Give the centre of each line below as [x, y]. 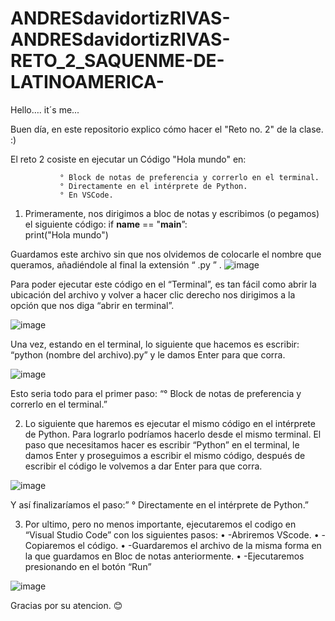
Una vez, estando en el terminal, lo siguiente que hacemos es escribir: [155, 344]
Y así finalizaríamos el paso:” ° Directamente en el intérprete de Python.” [160, 504]
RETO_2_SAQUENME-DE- [117, 61]
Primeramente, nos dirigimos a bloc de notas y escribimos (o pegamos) [172, 213]
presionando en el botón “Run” [88, 566]
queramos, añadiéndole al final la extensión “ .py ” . [116, 264]
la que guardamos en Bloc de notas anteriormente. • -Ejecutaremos [164, 556]
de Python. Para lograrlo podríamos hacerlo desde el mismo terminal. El [173, 434]
